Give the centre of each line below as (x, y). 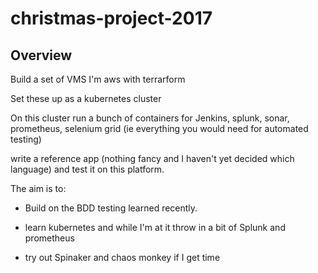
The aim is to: (38, 188)
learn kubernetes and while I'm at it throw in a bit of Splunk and (155, 227)
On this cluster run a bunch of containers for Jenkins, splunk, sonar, (150, 118)
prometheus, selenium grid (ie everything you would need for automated (159, 128)
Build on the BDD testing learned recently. (111, 208)
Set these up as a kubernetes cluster (86, 98)
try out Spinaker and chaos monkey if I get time (122, 257)
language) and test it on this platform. (87, 169)
